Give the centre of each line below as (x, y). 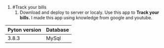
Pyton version (24, 30)
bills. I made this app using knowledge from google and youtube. (86, 18)
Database (58, 30)
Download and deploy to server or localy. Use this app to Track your (89, 12)
